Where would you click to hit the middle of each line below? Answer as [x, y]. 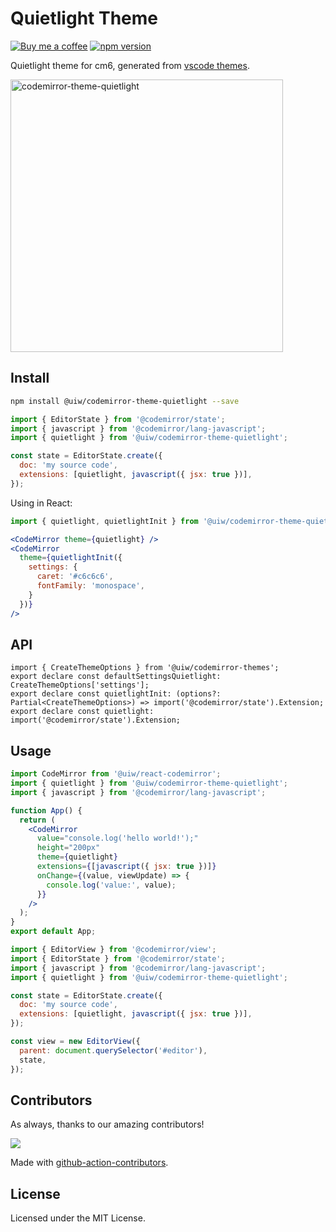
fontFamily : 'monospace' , [90, 586]
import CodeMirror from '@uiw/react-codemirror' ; [116, 774]
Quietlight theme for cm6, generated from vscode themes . [130, 65]
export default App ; [53, 932]
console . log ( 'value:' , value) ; [111, 885]
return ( [37, 820]
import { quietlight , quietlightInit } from [104, 521]
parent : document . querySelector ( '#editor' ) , [113, 1050]
